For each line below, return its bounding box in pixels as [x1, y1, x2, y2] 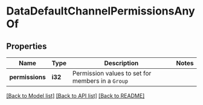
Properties [6, 41, 47, 51]
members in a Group [72, 77, 129, 85]
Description [104, 59, 139, 67]
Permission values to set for [72, 69, 152, 77]
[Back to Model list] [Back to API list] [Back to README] [6, 92, 145, 99]
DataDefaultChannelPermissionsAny [6, 4, 195, 18]
